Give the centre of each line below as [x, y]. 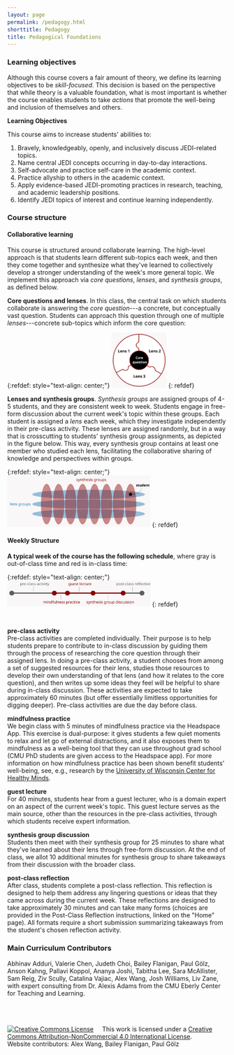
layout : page [26, 15]
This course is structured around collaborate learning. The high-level [106, 250]
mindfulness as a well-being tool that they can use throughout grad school [115, 748]
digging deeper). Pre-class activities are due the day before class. [102, 705]
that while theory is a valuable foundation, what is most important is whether [117, 92]
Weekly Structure [33, 540]
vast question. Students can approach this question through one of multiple [116, 315]
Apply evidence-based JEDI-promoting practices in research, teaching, [120, 184]
